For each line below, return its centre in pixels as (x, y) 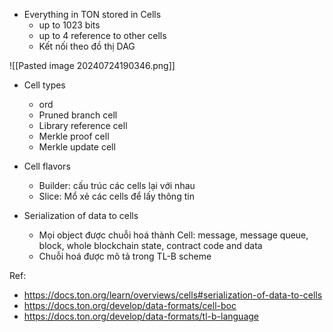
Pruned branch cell (78, 115)
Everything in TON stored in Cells (92, 14)
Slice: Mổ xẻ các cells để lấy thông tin (116, 196)
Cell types (44, 85)
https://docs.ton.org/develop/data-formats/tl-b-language (141, 316)
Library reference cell (83, 125)
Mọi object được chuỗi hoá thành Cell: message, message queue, (173, 235)
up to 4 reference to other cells (102, 35)
